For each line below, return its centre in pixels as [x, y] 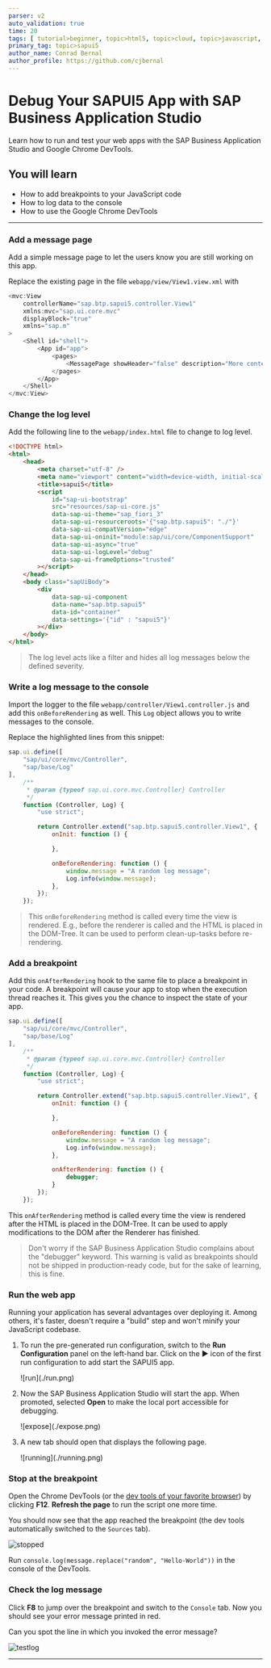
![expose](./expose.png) [60, 1426]
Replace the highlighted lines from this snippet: [87, 737]
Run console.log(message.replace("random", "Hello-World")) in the [122, 1561]
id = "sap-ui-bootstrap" [90, 499]
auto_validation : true [46, 23]
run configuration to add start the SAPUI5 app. [97, 1363]
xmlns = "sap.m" [46, 326]
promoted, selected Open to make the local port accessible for [124, 1402]
